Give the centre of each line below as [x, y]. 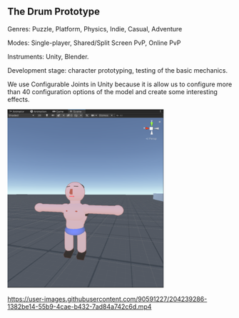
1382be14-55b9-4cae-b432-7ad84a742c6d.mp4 [80, 307]
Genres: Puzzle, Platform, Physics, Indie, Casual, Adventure [95, 29]
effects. [19, 99]
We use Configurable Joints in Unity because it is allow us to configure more [120, 84]
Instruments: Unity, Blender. [48, 56]
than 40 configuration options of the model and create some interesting [112, 91]
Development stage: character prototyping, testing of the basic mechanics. [118, 70]
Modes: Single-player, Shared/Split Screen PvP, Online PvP [94, 43]
